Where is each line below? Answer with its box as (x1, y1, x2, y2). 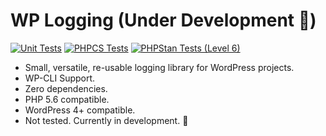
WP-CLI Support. (24, 72, 96, 84)
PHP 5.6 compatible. (24, 93, 110, 105)
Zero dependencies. (24, 82, 108, 94)
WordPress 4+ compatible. (24, 104, 136, 116)
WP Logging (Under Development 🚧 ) (10, 9, 317, 32)
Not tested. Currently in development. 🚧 (24, 114, 189, 126)
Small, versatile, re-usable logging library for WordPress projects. (24, 61, 295, 73)
